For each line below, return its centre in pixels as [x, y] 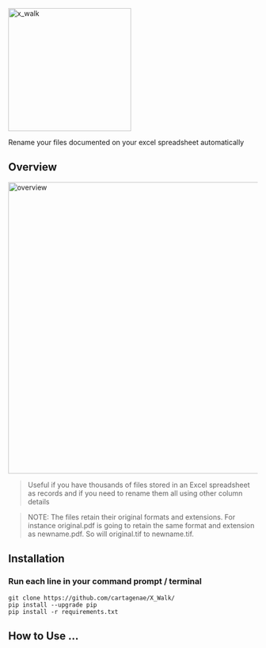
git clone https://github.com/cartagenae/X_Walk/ [92, 598]
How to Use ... [44, 636]
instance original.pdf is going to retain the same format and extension [141, 525]
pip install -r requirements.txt [63, 612]
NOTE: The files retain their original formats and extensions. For [131, 517]
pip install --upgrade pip [53, 605]
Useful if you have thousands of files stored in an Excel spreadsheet [139, 485]
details [38, 501]
